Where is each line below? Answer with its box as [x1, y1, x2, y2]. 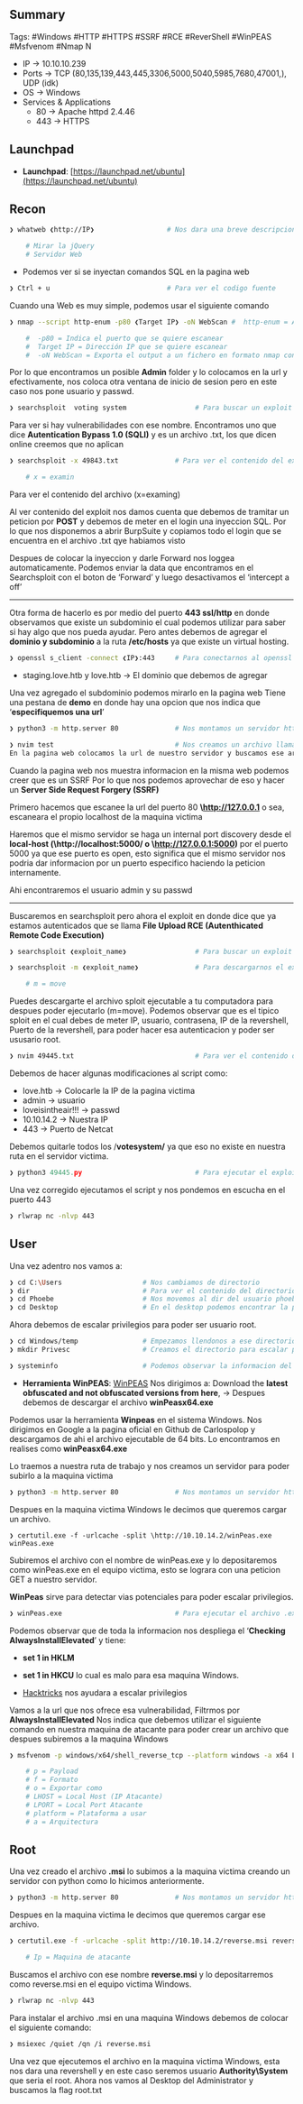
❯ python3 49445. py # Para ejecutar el [9, 1168, 269, 1178]
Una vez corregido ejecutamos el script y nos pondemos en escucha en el [9, 1184, 286, 1195]
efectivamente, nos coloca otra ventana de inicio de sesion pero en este [9, 376, 278, 387]
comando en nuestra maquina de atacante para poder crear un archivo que [9, 1723, 289, 1734]
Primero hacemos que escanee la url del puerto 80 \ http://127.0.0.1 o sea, [9, 802, 285, 813]
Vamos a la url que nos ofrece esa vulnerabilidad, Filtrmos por [9, 1704, 241, 1715]
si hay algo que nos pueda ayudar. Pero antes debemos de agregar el [9, 627, 268, 638]
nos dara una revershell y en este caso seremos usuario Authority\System [9, 2065, 289, 2076]
